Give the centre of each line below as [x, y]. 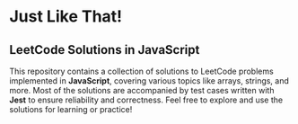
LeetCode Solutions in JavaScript [105, 50]
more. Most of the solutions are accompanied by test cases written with [142, 90]
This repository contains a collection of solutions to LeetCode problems [141, 71]
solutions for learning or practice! [71, 109]
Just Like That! [66, 17]
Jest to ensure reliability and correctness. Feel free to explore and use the [146, 100]
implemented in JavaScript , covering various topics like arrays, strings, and [149, 81]
